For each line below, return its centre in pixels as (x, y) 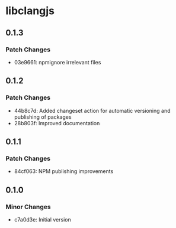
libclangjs (30, 11)
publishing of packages (43, 117)
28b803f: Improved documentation (57, 123)
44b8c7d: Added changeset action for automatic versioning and (92, 110)
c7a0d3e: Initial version (43, 219)
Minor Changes (28, 207)
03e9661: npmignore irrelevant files (57, 62)
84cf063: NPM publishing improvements (64, 171)
